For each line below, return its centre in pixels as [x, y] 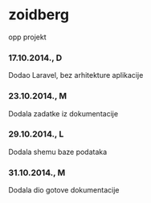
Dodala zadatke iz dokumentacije [63, 113]
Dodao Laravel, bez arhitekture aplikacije [76, 75]
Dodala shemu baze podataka [58, 152]
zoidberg [39, 15]
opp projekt [27, 37]
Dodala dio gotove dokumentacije [64, 190]
